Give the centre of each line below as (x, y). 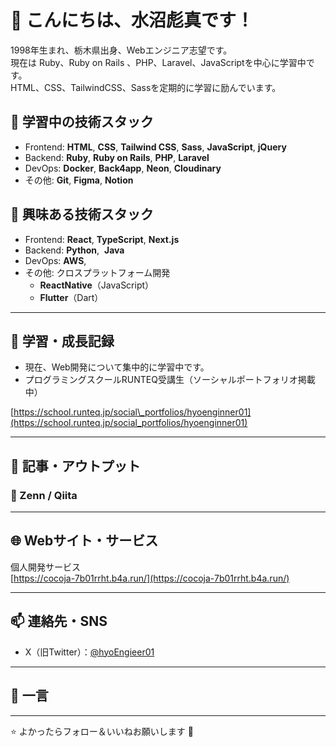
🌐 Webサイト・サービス (84, 541)
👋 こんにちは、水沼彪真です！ (132, 20)
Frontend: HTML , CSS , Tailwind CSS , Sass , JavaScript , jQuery (155, 147)
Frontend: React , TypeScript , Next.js (102, 239)
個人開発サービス (45, 567)
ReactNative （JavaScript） (97, 285)
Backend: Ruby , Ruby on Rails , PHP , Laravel (117, 157)
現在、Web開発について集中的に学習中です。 (117, 367)
